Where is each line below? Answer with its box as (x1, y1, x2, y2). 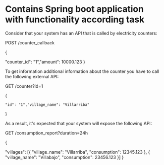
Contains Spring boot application (5, 3, 144, 15)
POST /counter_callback (5, 39, 55, 45)
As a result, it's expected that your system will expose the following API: (5, 120, 152, 126)
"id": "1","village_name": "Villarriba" (5, 102, 90, 107)
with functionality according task (5, 14, 145, 25)
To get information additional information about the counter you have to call (5, 68, 160, 74)
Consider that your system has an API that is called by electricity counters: (5, 30, 158, 36)
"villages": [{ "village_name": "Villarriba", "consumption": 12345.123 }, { (5, 149, 150, 155)
